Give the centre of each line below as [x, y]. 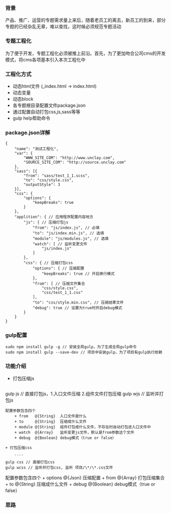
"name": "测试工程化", [36, 149]
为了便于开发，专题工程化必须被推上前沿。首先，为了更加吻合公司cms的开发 [85, 53]
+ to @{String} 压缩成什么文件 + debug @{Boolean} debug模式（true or [80, 484]
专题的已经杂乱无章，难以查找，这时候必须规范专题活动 [63, 27]
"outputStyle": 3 [42, 185]
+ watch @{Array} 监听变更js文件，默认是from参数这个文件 [75, 432]
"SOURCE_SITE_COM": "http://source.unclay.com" [75, 162]
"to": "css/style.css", [49, 180]
